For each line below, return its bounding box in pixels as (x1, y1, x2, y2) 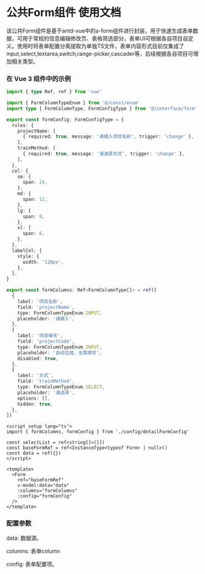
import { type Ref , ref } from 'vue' (6, 89, 103, 95)
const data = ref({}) (6, 450, 62, 456)
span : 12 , (22, 197, 48, 203)
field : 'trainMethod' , (17, 378, 75, 385)
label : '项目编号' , (17, 333, 63, 339)
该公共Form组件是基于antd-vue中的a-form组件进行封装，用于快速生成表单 (6, 27, 193, 34)
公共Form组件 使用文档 (6, 6, 121, 20)
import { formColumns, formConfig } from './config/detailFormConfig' (6, 429, 190, 435)
